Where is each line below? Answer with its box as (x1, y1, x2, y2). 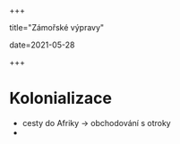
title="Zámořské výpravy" (9, 22, 105, 32)
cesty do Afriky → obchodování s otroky (21, 117, 172, 128)
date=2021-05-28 (9, 39, 75, 50)
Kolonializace (9, 89, 112, 108)
